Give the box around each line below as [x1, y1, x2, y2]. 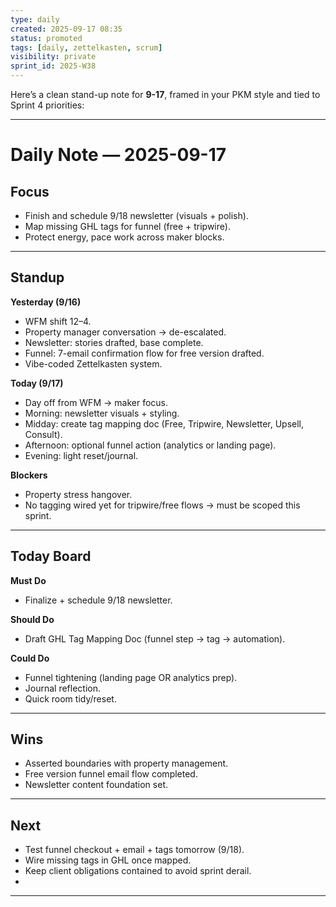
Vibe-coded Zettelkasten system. [24, 357, 163, 370]
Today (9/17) [10, 377, 64, 389]
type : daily [10, 14, 60, 25]
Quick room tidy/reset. [24, 692, 117, 705]
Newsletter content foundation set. [24, 779, 168, 791]
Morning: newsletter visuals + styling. [24, 407, 180, 419]
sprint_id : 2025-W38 [10, 61, 97, 71]
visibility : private [10, 52, 97, 62]
